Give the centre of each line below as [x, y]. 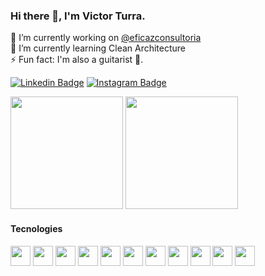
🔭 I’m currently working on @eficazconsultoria [106, 38]
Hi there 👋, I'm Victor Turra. [78, 16]
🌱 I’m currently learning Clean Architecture [98, 48]
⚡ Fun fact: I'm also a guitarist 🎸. [77, 60]
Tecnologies [36, 228]
